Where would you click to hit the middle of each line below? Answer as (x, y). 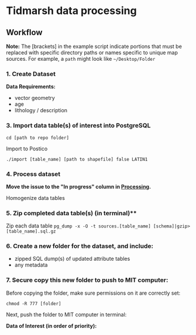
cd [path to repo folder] (37, 138)
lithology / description (41, 110)
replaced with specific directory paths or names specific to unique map (92, 53)
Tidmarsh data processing (71, 11)
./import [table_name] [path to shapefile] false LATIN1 (77, 159)
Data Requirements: (31, 87)
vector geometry (35, 98)
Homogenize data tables (36, 198)
